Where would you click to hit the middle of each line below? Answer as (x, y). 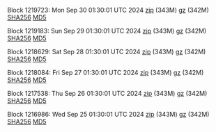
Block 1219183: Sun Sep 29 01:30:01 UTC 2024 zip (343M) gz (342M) (107, 31)
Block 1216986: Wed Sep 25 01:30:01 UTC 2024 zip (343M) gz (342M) (108, 114)
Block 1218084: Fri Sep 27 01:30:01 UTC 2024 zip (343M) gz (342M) (106, 73)
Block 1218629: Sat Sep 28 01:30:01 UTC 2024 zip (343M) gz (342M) (107, 52)
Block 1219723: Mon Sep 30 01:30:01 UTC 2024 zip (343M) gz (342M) (108, 10)
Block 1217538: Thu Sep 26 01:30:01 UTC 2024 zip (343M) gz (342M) (107, 93)
